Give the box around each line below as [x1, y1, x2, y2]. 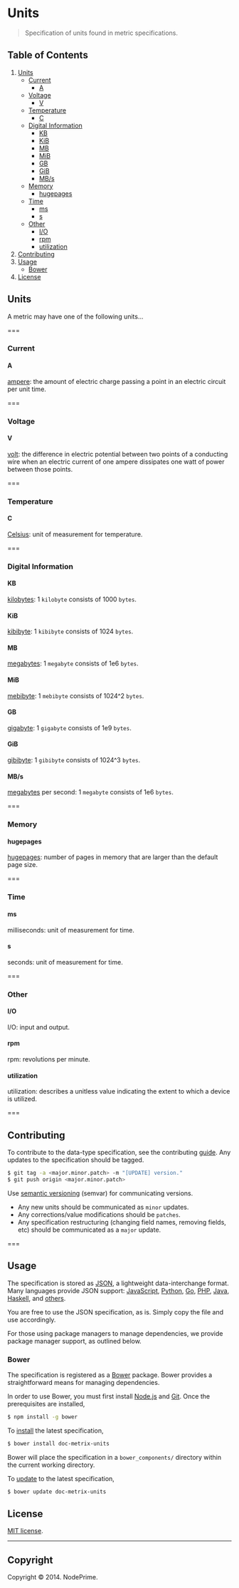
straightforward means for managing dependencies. [7, 1378, 160, 1386]
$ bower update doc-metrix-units [7, 1488, 107, 1495]
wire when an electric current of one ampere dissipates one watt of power [7, 457, 225, 466]
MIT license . [7, 1527, 44, 1535]
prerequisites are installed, [7, 1399, 85, 1408]
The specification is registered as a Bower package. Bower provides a [7, 1370, 213, 1379]
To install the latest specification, [7, 1426, 105, 1435]
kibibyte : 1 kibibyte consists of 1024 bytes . [7, 627, 134, 635]
